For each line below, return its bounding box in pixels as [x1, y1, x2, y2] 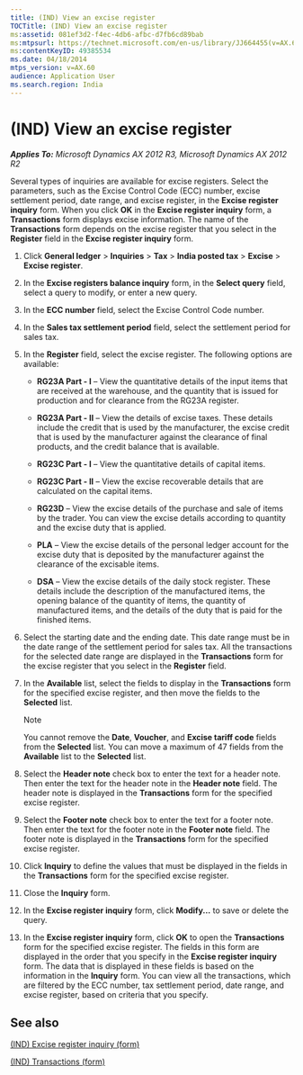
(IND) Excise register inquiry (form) [10, 1039, 140, 1050]
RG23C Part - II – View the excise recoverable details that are [36, 476, 264, 487]
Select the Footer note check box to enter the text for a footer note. [22, 814, 273, 825]
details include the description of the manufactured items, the [36, 586, 266, 596]
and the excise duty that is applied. [36, 522, 167, 533]
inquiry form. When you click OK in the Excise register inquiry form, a [10, 204, 272, 215]
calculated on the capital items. [36, 485, 153, 496]
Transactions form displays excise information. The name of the [10, 213, 249, 225]
